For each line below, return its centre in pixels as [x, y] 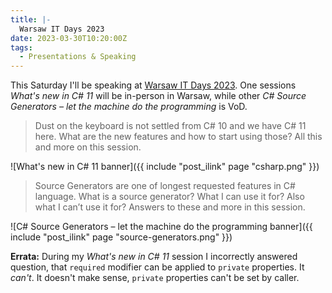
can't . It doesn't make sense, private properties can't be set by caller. [155, 278]
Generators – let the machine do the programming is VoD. [129, 107]
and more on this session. [88, 147]
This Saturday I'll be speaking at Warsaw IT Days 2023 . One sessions [153, 85]
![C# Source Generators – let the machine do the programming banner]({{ [161, 227]
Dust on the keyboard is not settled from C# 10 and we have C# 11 [170, 126]
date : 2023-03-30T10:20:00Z [69, 38]
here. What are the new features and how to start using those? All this [178, 137]
